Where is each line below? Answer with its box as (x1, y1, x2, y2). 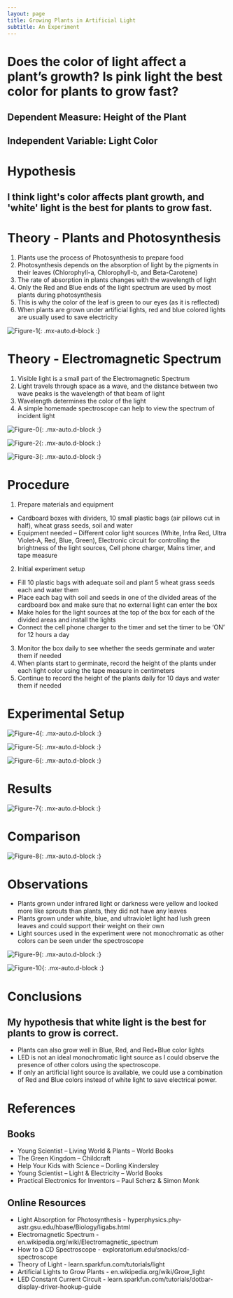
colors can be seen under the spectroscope (17, 937, 144, 945)
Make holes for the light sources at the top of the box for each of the (17, 608, 216, 616)
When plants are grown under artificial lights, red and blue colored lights (17, 305, 226, 314)
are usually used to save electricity (17, 313, 118, 321)
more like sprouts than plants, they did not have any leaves (17, 906, 188, 916)
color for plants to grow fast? (7, 83, 179, 99)
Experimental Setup (7, 706, 125, 721)
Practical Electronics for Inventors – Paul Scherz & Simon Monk (17, 1177, 199, 1185)
